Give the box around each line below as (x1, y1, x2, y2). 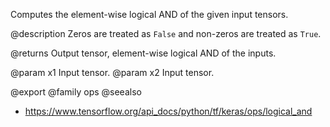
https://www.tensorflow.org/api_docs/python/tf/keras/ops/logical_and (24, 105, 313, 117)
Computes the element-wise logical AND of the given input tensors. (10, 9, 289, 20)
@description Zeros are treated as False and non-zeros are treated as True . (10, 28, 322, 39)
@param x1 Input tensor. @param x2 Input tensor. (10, 67, 215, 78)
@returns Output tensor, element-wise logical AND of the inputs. (10, 47, 277, 59)
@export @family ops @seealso (10, 86, 142, 98)
